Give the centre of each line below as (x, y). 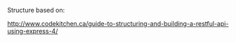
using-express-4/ (33, 31)
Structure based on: (36, 10)
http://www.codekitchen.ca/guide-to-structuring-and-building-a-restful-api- (118, 23)
